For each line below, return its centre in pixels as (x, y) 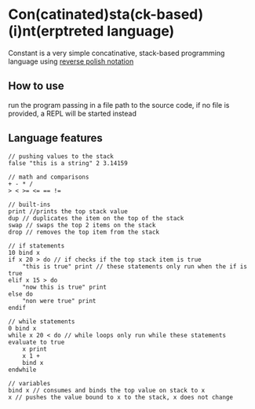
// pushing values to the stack (61, 156)
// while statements (42, 321)
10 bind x (24, 252)
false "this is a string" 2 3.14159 (68, 163)
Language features (56, 138)
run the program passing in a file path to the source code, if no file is (119, 105)
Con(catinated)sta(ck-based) (106, 15)
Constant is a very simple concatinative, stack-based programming (117, 53)
